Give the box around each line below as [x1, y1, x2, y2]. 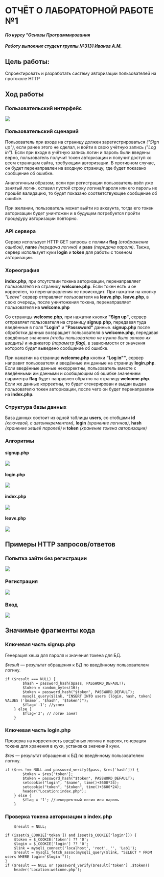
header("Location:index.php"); [23, 789, 87, 794]
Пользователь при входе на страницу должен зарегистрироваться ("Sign [5, 139, 159, 145]
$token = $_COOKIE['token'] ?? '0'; [14, 837, 89, 842]
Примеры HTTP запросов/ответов [5, 540, 116, 548]
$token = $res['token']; [23, 772, 73, 777]
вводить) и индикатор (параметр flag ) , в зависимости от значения [5, 340, 145, 346]
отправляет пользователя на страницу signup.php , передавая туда [5, 319, 147, 325]
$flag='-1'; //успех [23, 702, 65, 707]
